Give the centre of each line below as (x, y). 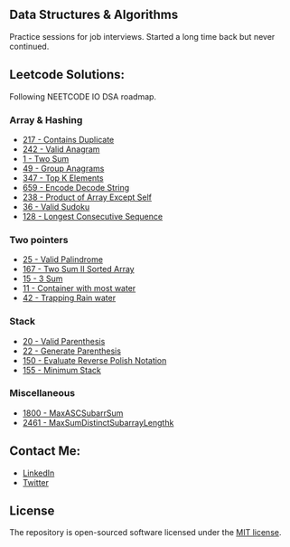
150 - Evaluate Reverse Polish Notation (94, 360)
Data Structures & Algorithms (94, 15)
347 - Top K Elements (63, 178)
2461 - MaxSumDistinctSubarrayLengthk (98, 422)
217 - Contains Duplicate (68, 139)
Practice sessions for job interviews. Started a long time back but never (142, 36)
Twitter (36, 482)
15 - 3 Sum (42, 278)
